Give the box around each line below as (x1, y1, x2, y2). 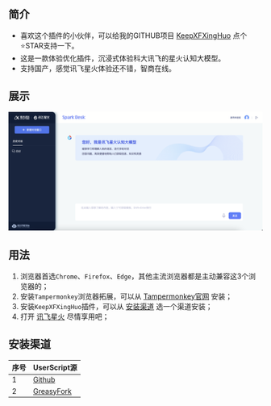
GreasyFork (33, 386, 73, 396)
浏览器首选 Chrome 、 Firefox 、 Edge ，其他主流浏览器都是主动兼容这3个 (19, 271, 249, 281)
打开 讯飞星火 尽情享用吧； (19, 312, 110, 321)
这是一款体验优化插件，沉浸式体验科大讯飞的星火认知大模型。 (19, 53, 226, 63)
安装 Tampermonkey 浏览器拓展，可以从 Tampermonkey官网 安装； (19, 291, 232, 301)
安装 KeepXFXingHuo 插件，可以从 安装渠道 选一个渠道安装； (19, 301, 213, 311)
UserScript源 (33, 362, 78, 373)
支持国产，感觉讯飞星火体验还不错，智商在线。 (19, 63, 176, 73)
